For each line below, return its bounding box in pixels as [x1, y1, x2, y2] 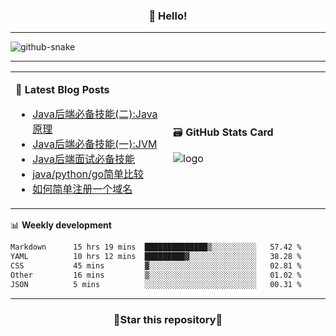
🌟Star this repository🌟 [113, 312, 223, 326]
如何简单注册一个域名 [32, 182, 133, 196]
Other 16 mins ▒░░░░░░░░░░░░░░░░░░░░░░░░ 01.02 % [10, 270, 302, 280]
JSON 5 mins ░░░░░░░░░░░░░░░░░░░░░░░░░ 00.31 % [10, 279, 302, 289]
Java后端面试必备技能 [32, 152, 135, 166]
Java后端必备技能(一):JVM [32, 137, 158, 151]
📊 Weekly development [10, 219, 112, 231]
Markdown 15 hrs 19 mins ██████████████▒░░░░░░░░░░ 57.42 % [10, 242, 302, 253]
